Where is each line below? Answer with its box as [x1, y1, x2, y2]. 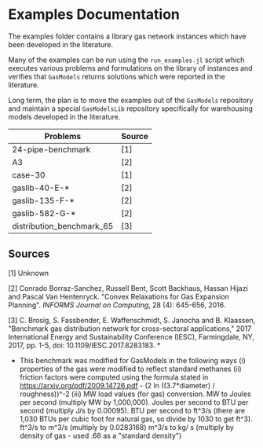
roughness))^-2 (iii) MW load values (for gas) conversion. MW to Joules [19, 389, 251, 398]
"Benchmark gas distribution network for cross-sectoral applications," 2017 [8, 324, 252, 333]
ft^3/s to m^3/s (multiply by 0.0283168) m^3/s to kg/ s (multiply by [19, 422, 234, 431]
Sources [8, 248, 50, 261]
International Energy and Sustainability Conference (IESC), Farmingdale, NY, [8, 332, 255, 341]
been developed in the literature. [8, 39, 114, 49]
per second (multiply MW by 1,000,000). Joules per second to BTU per [19, 397, 249, 406]
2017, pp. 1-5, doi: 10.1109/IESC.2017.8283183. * [8, 340, 161, 350]
